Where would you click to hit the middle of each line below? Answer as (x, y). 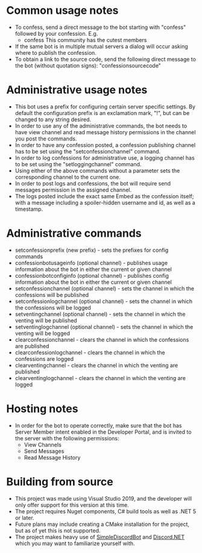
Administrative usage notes (77, 90)
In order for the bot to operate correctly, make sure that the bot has (98, 425)
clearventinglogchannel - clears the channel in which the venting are (100, 378)
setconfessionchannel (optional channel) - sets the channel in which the (105, 288)
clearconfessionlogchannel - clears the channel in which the (90, 352)
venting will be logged (43, 333)
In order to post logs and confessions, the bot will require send (93, 183)
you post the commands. (46, 139)
